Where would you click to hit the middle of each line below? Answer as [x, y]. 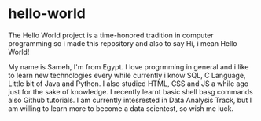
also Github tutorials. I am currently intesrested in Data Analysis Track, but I [130, 100]
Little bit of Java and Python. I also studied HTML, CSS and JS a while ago [129, 84]
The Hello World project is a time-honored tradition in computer [111, 35]
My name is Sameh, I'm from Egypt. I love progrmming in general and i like [129, 66]
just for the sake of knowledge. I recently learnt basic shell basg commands [130, 91]
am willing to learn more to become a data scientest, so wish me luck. [121, 108]
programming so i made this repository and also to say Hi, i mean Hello [123, 43]
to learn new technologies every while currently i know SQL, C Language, [127, 75]
